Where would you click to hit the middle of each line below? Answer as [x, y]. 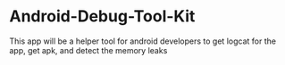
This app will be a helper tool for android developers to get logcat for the [143, 41]
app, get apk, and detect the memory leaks [88, 50]
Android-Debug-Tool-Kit [102, 16]
